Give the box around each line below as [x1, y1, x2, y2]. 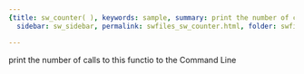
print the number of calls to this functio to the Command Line [8, 54, 237, 65]
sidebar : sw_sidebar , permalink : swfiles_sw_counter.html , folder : [16, 22, 278, 31]
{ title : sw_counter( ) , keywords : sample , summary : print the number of [8, 13, 289, 23]
